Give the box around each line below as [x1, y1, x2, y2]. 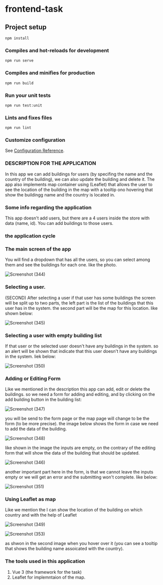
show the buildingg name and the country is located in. [5, 192, 115, 197]
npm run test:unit [5, 103, 42, 108]
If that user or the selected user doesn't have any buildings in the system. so [5, 343, 159, 349]
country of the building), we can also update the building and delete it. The [5, 176, 155, 182]
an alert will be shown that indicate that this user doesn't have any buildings [5, 348, 157, 354]
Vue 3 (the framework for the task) [12, 569, 82, 575]
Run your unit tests [5, 92, 51, 99]
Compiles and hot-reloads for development [5, 47, 109, 54]
